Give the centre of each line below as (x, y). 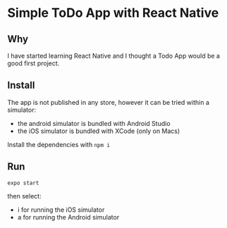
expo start (23, 183)
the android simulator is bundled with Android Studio (94, 123)
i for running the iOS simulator (61, 210)
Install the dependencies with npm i (59, 144)
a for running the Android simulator (68, 217)
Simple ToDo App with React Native (113, 13)
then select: (24, 196)
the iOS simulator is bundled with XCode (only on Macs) (99, 131)
